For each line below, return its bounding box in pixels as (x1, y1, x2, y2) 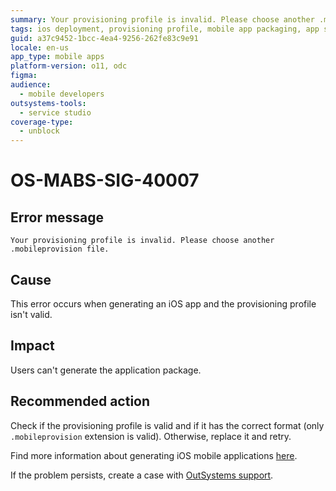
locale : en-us (10, 42, 70, 53)
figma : (10, 71, 38, 81)
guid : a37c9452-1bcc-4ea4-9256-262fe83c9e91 (10, 33, 199, 43)
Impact (10, 337, 55, 355)
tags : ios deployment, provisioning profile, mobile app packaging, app (10, 24, 320, 34)
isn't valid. (10, 308, 53, 320)
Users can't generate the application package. (10, 364, 202, 376)
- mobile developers (19, 89, 105, 99)
